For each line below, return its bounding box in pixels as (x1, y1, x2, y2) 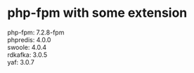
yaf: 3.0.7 (7, 58, 35, 66)
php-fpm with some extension (7, 5, 188, 21)
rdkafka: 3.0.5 (7, 51, 48, 59)
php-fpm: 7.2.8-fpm (7, 28, 65, 36)
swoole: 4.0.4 (7, 43, 47, 51)
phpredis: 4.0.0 (7, 35, 51, 44)
